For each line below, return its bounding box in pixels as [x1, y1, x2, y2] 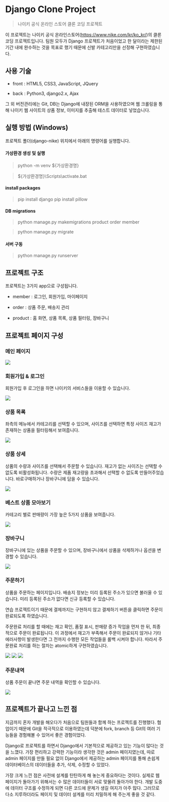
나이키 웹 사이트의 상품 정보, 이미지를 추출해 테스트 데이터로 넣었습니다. [10, 107, 150, 113]
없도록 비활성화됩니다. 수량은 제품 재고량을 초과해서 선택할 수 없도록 [5, 469, 139, 476]
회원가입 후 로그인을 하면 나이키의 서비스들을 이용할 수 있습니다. [5, 385, 131, 391]
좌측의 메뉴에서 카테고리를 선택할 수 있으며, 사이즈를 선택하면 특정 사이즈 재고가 [5, 421, 161, 427]
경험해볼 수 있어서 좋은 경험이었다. [18, 732, 86, 738]
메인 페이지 [5, 348, 31, 355]
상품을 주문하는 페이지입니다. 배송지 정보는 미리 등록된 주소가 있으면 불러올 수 [5, 589, 157, 595]
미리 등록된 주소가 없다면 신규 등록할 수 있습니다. [20, 595, 116, 602]
